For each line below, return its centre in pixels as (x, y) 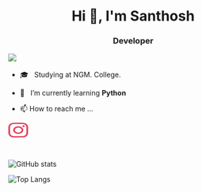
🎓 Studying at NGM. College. (70, 75)
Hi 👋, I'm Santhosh (133, 16)
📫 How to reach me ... (56, 109)
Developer (133, 41)
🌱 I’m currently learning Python (73, 93)
